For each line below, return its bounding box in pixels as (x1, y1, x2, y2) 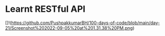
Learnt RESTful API (5, 3, 86, 15)
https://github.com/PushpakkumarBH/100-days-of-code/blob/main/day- (11, 20, 160, 26)
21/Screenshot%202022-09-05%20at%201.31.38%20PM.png (5, 25, 133, 31)
